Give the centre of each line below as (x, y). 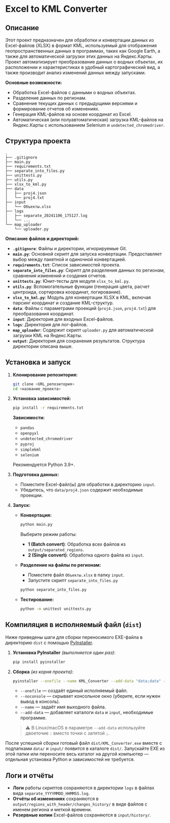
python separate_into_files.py (53, 590)
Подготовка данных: (36, 475)
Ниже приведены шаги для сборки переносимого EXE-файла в (74, 637)
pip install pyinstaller (39, 662)
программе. (33, 718)
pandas (27, 428)
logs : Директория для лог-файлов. (50, 324)
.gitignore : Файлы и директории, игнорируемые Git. (70, 248)
